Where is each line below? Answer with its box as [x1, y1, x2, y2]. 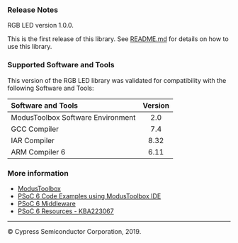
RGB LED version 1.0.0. [7, 21, 74, 30]
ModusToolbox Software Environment [11, 112, 136, 122]
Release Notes [7, 5, 59, 15]
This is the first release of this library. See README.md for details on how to [7, 35, 229, 43]
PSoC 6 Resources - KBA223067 [17, 207, 115, 215]
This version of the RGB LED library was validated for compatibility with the [7, 76, 227, 84]
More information [7, 168, 69, 178]
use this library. [7, 43, 52, 51]
